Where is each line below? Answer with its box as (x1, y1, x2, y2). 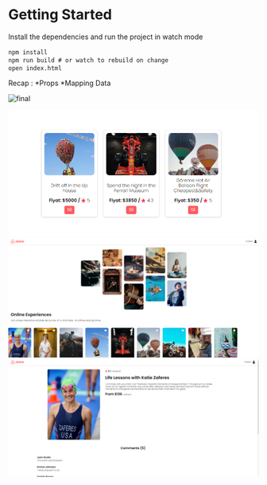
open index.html (8, 64, 62, 72)
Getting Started (8, 6, 113, 24)
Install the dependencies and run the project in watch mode (8, 32, 203, 41)
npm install (8, 48, 48, 57)
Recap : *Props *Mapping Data (8, 78, 111, 88)
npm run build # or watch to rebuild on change (8, 56, 169, 65)
